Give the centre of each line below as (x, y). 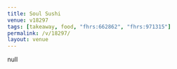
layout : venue (28, 40)
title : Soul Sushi (34, 14)
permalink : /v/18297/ (39, 33)
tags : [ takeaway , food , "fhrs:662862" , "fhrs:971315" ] (89, 26)
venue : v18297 (28, 20)
